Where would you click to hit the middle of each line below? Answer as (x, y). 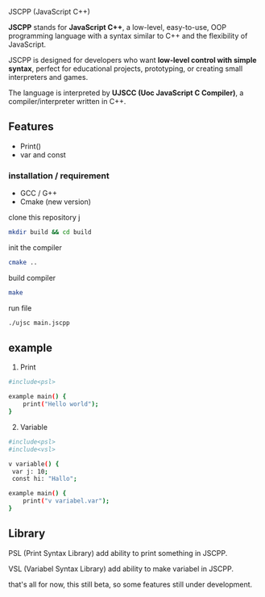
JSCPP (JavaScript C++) (50, 12)
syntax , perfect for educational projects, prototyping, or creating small (126, 69)
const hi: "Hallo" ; (45, 479)
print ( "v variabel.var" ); (66, 501)
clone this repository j (44, 218)
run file (20, 308)
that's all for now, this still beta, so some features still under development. (130, 584)
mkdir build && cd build (50, 232)
